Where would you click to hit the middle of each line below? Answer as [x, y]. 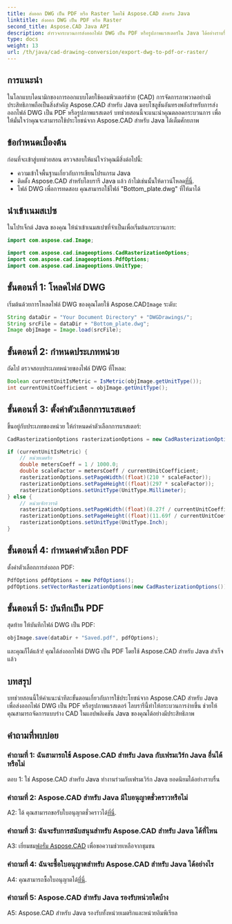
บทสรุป [19, 681]
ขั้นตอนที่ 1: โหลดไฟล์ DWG [56, 288]
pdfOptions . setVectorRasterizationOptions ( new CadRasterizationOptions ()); [118, 587]
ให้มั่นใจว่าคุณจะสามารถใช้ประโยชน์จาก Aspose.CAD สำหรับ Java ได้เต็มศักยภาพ [103, 120]
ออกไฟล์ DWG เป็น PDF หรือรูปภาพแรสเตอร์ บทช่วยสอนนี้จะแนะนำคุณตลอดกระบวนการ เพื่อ [114, 112]
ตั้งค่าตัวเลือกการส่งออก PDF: [41, 567]
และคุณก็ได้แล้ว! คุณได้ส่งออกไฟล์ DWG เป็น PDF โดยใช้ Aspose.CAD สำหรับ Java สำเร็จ [115, 651]
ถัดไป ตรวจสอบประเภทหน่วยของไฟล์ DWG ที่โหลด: [67, 368]
